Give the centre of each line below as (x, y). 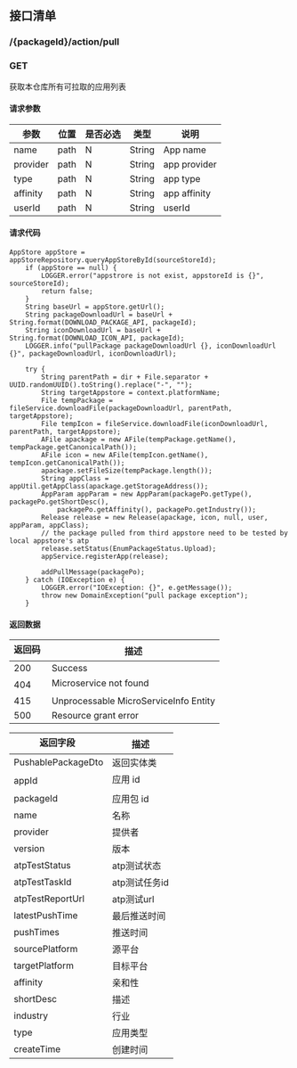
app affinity (187, 193)
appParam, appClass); (49, 526)
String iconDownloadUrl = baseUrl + (93, 331)
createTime (37, 1049)
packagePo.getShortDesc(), (59, 502)
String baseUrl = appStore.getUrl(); (95, 307)
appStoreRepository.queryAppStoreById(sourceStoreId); (113, 260)
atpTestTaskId (43, 883)
